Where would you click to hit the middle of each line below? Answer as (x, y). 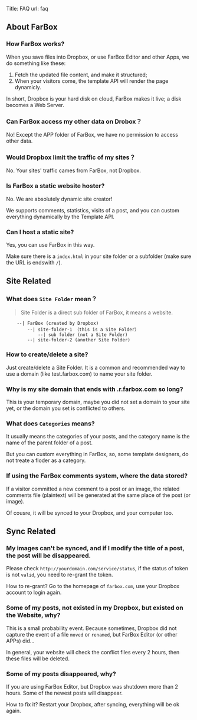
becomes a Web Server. (35, 105)
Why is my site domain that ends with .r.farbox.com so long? (95, 389)
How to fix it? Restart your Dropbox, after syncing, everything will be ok (93, 705)
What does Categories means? (51, 424)
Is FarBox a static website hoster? (55, 186)
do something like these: (36, 63)
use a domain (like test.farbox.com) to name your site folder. (79, 374)
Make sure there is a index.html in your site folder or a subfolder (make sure (99, 256)
